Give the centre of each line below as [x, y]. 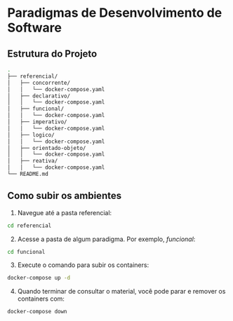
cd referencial [29, 226]
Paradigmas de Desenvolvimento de [115, 13]
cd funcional [26, 252]
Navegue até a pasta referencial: [65, 212]
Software [34, 28]
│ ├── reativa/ [33, 161]
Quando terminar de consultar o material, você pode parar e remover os [121, 292]
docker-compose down [38, 312]
